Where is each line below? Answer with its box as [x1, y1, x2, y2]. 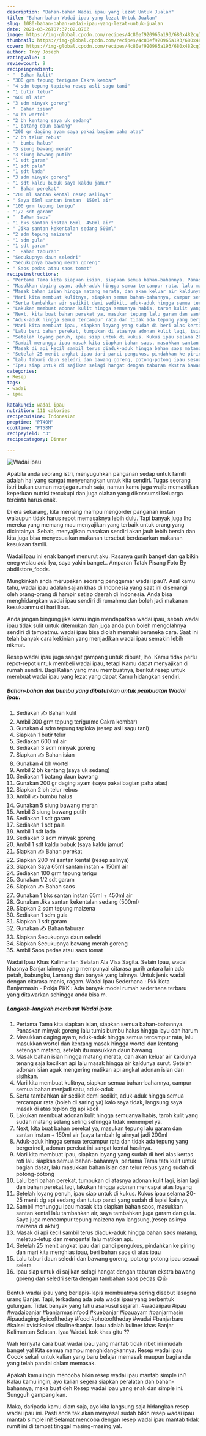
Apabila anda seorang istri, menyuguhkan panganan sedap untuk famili [7, 470, 186, 478]
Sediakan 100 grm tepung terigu [15, 869, 97, 877]
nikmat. [7, 641, 26, 649]
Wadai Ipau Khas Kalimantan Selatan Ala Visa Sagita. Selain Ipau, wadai [7, 958, 187, 966]
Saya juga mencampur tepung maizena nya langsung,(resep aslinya [15, 1216, 187, 1223]
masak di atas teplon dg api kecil [15, 1105, 98, 1113]
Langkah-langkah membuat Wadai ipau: [7, 1005, 113, 1012]
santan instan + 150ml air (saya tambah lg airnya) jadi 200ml [15, 1131, 167, 1139]
